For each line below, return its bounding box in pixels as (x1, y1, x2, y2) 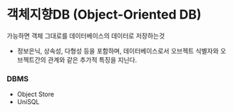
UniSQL (16, 98, 40, 106)
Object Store (16, 90, 55, 98)
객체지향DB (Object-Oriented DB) (6, 6, 202, 23)
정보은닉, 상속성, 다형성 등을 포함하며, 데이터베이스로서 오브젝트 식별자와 (16, 46, 219, 55)
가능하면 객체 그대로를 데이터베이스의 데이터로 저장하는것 (6, 31, 165, 40)
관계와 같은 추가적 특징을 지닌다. (48, 55, 138, 64)
